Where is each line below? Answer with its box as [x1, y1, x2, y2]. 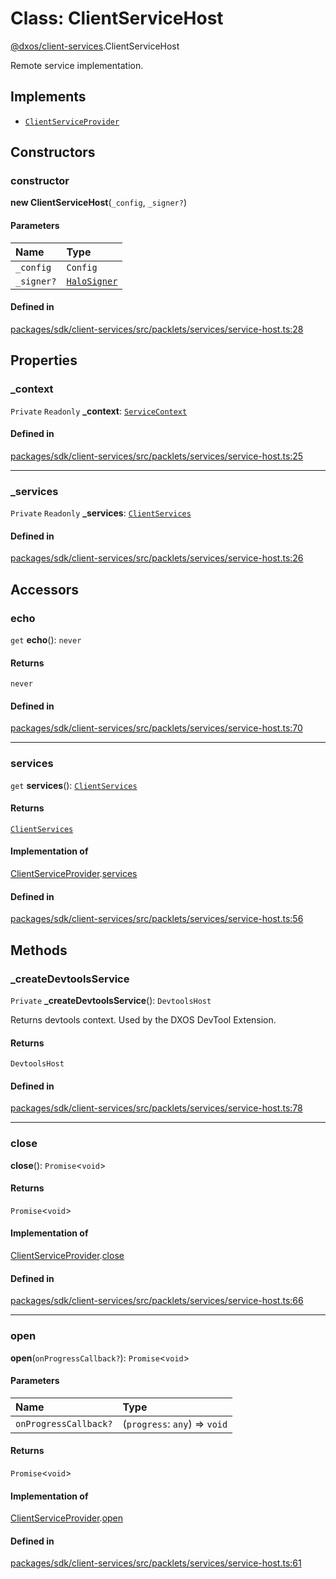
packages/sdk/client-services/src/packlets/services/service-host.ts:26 [10, 552, 304, 564]
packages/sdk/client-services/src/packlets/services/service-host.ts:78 [10, 1102, 303, 1114]
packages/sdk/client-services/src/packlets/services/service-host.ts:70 [10, 722, 303, 734]
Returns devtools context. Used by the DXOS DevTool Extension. [10, 1013, 277, 1026]
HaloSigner [66, 275, 118, 287]
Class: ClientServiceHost [10, 7, 224, 30]
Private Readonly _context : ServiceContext [10, 405, 188, 417]
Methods [10, 942, 68, 959]
